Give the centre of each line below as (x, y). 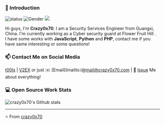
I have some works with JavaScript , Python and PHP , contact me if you (78, 39)
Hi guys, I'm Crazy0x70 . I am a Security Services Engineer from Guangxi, (80, 28)
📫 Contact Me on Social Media (42, 57)
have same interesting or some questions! (47, 44)
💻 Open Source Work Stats (38, 90)
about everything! (23, 77)
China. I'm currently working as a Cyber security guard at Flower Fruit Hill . (81, 34)
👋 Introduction (23, 8)
